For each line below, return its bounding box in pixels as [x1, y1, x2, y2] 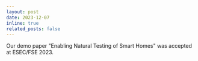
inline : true [6, 20, 39, 26]
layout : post [6, 8, 39, 15]
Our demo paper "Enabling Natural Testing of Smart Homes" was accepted [6, 42, 193, 50]
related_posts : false [6, 25, 61, 32]
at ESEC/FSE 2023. [6, 49, 54, 56]
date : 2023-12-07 [6, 14, 50, 21]
